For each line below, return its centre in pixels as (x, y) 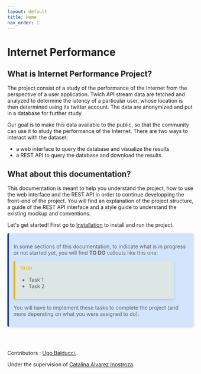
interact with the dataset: (38, 138)
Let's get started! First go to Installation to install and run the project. (91, 225)
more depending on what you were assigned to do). (76, 314)
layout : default (27, 12)
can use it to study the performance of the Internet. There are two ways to (98, 131)
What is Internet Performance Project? (80, 74)
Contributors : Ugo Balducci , (42, 353)
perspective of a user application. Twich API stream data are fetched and (96, 94)
